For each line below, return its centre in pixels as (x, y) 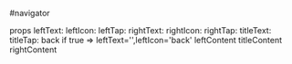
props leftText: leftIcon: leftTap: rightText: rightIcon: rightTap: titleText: (141, 30)
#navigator (30, 13)
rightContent (33, 50)
